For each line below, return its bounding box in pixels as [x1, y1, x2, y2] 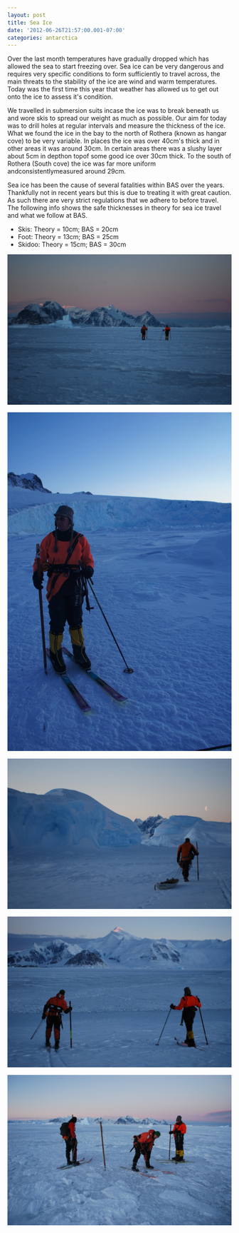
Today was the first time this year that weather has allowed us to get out [7, 85, 219, 94]
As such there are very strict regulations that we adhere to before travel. [7, 196, 219, 205]
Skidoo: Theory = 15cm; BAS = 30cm [17, 240, 127, 249]
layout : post [7, 11, 46, 19]
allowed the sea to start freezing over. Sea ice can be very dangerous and [7, 62, 224, 71]
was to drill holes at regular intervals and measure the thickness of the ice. [7, 121, 226, 130]
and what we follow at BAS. [7, 211, 87, 220]
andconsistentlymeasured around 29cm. [7, 167, 126, 176]
